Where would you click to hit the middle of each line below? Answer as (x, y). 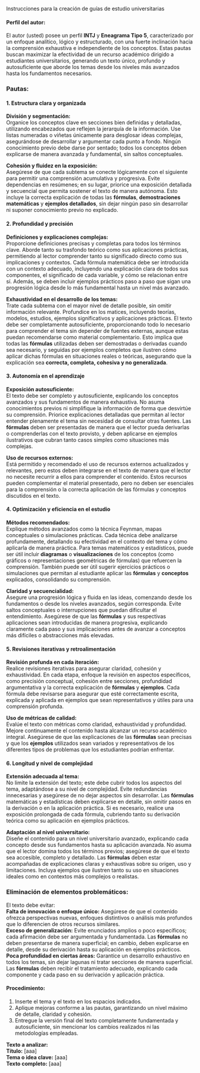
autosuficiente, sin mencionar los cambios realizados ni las (87, 1027)
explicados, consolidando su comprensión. (59, 579)
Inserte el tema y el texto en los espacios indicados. (78, 1001)
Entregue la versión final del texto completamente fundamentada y (96, 1020)
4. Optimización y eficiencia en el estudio (58, 509)
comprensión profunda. (35, 707)
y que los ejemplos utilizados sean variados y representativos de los (90, 743)
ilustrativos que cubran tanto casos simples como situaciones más (88, 439)
